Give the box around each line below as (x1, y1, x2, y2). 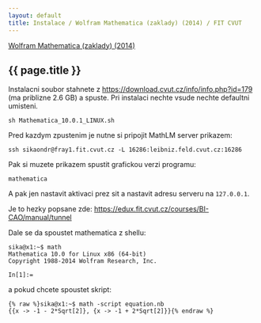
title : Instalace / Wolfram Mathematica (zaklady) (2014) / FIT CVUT (8, 19, 243, 27)
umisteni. (8, 101, 38, 111)
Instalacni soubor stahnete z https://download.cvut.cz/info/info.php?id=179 (8, 85, 253, 94)
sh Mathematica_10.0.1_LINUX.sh (8, 116, 115, 125)
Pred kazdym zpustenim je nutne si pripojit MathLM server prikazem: (8, 131, 233, 140)
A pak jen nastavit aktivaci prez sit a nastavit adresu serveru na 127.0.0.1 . (8, 189, 250, 199)
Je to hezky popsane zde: (8, 204, 93, 214)
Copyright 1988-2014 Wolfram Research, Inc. (8, 257, 157, 265)
